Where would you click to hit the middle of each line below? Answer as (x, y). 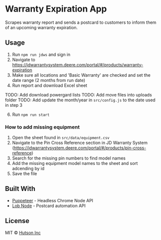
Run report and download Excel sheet (49, 85)
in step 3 (14, 105)
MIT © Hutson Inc (23, 232)
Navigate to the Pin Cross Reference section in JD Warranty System (80, 143)
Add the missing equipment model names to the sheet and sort (75, 163)
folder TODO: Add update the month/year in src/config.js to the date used (80, 100)
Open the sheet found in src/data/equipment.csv (61, 138)
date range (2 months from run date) (49, 80)
